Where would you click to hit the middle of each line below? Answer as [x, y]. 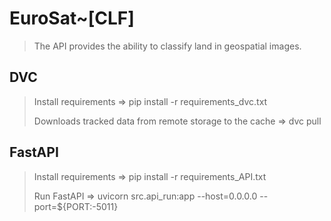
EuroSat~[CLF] [72, 18]
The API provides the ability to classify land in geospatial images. [167, 46]
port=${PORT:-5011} [76, 206]
